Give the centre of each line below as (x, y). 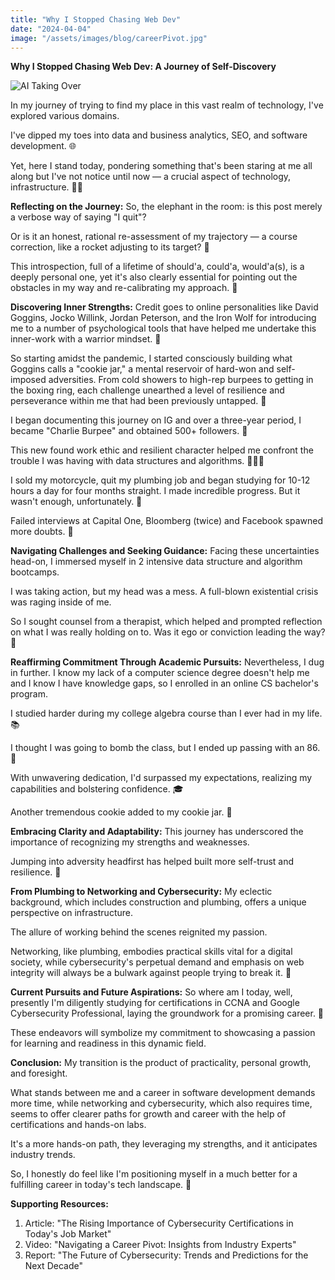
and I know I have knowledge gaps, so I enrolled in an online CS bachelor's (164, 683)
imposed (28, 380)
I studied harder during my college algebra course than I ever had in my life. (166, 713)
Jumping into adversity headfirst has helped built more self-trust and (152, 862)
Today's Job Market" (68, 1234)
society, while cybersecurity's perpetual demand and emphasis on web (157, 962)
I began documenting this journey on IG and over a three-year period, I (156, 420)
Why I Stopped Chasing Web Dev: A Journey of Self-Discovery (143, 67)
